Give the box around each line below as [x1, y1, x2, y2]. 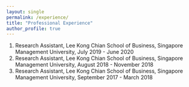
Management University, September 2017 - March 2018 [14, 74, 153, 81]
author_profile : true [6, 25, 61, 32]
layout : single [6, 8, 45, 15]
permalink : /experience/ [6, 14, 69, 20]
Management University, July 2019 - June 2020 [14, 49, 134, 56]
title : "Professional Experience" [6, 20, 94, 26]
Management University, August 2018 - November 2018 [14, 61, 154, 68]
